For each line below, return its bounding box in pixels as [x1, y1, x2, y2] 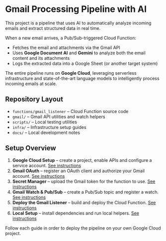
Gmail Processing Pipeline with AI [5, 3, 147, 15]
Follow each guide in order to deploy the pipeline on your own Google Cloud [5, 225, 161, 231]
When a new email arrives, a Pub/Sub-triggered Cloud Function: [5, 35, 137, 41]
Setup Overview [5, 144, 56, 152]
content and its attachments [12, 55, 70, 61]
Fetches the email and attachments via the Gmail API [12, 44, 120, 50]
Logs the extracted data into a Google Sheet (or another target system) [12, 60, 158, 66]
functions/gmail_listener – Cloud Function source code [12, 108, 129, 114]
